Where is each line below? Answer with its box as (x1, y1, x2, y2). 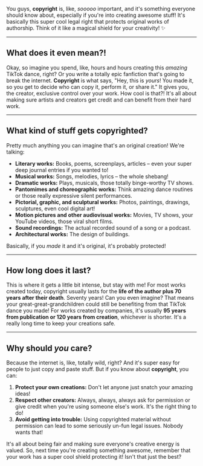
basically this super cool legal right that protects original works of (6, 18, 169, 25)
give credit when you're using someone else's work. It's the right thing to (14, 403, 197, 410)
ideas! (14, 390, 31, 398)
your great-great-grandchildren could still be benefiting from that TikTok (6, 300, 186, 308)
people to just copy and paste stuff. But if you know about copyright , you (6, 366, 189, 373)
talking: (6, 148, 25, 155)
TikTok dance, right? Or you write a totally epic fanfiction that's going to (6, 70, 185, 77)
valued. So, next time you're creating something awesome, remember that (6, 447, 191, 454)
